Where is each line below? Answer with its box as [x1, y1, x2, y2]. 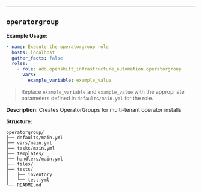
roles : [11, 61, 28, 67]
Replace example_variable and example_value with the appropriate [20, 88, 185, 95]
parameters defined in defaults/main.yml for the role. [20, 94, 153, 102]
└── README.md [6, 182, 42, 188]
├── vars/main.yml [6, 139, 52, 146]
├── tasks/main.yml [6, 145, 55, 151]
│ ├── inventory [6, 171, 52, 177]
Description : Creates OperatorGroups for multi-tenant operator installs [6, 106, 182, 113]
